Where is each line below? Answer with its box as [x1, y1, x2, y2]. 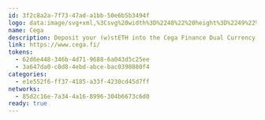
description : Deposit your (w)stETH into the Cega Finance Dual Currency [8, 33, 256, 42]
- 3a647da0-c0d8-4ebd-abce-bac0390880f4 [15, 63, 150, 71]
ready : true [8, 99, 47, 107]
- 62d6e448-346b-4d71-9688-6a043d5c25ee [15, 56, 150, 64]
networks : [8, 84, 41, 93]
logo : [8, 19, 26, 27]
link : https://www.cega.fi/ [8, 41, 101, 49]
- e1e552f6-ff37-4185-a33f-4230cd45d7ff [15, 77, 150, 85]
